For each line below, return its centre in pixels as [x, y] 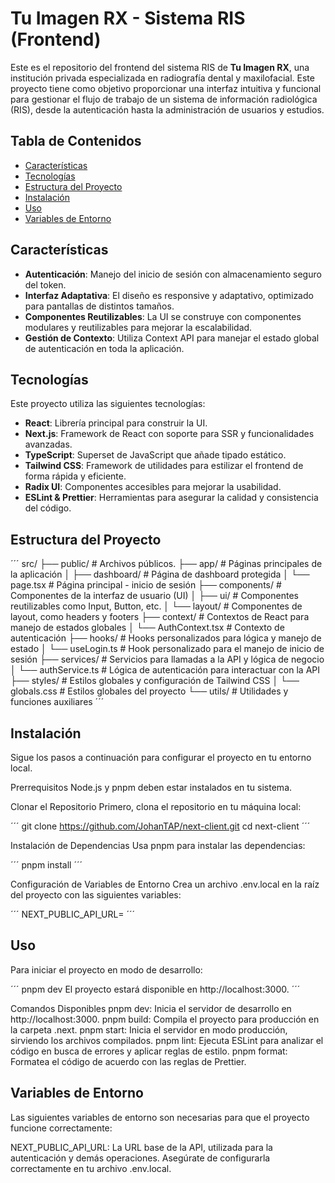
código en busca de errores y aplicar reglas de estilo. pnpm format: [149, 1051]
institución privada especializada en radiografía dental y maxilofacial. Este [162, 78]
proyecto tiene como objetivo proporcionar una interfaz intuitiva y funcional [166, 88]
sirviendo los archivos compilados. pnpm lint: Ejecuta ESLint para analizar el [167, 1040]
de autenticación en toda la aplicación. [104, 348]
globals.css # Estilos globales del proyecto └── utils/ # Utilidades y [149, 691]
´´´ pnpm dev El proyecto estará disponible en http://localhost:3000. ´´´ [155, 989]
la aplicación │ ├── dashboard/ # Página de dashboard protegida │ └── [160, 574]
